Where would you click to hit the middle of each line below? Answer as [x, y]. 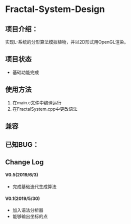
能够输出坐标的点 [30, 216]
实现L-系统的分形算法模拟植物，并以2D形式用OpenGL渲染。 [67, 42]
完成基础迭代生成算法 [34, 187]
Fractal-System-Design [55, 9]
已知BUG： [22, 145]
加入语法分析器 [28, 210]
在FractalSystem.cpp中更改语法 [45, 109]
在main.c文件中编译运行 [37, 102]
